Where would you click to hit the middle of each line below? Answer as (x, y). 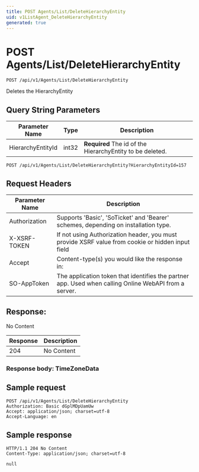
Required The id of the (115, 144)
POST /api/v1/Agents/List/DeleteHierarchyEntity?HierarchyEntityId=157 (96, 166)
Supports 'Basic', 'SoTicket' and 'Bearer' (113, 217)
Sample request (36, 388)
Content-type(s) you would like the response (119, 259)
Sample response (39, 435)
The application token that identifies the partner (123, 276)
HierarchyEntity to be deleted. (125, 152)
